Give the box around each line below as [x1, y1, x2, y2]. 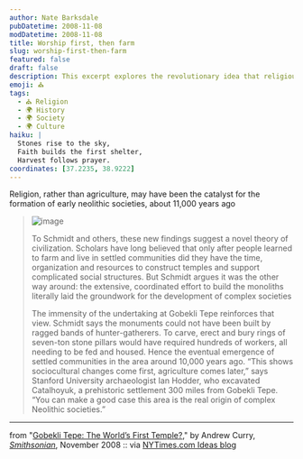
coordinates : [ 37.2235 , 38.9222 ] [9, 164, 135, 173]
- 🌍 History [17, 106, 65, 115]
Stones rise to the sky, [17, 139, 111, 148]
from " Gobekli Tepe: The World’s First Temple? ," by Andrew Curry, [9, 430, 255, 441]
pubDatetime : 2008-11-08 [9, 22, 103, 31]
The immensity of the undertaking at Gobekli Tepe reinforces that [31, 308, 275, 319]
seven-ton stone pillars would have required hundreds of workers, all [31, 337, 288, 348]
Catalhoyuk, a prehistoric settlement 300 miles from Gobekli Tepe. [31, 385, 279, 396]
